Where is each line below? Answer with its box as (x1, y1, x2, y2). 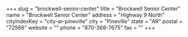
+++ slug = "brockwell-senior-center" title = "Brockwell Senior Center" (6, 5, 181, 12)
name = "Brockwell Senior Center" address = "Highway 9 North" (6, 11, 165, 18)
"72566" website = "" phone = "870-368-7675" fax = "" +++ (6, 24, 155, 31)
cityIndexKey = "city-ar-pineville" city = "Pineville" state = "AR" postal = (6, 18, 183, 24)
